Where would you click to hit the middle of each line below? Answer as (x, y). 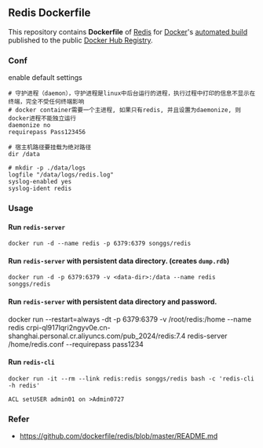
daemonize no (29, 126)
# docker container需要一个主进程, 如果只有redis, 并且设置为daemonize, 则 (125, 110)
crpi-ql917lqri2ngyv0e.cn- (69, 327)
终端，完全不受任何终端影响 (46, 102)
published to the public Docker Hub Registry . (80, 40)
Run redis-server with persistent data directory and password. (113, 302)
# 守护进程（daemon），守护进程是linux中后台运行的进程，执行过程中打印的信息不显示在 (132, 93)
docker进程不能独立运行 (42, 118)
